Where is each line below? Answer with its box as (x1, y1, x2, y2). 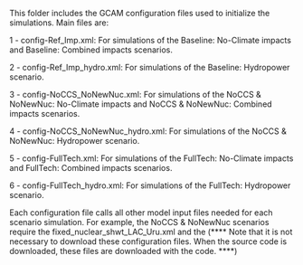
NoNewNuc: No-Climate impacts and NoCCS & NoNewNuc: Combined (9, 99, 273, 109)
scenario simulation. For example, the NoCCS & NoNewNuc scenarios (9, 217, 270, 227)
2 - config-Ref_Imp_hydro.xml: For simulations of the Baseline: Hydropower (9, 62, 290, 72)
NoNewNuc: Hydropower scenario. (9, 136, 140, 146)
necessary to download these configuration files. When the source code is (9, 236, 288, 247)
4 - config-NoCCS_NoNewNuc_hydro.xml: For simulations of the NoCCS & (9, 126, 288, 137)
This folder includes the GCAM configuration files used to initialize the (9, 8, 270, 18)
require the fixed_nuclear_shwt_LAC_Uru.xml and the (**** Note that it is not (9, 226, 293, 237)
